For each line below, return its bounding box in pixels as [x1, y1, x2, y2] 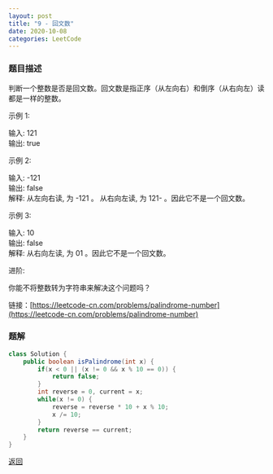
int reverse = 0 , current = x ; [37, 388, 144, 396]
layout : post [8, 11, 53, 20]
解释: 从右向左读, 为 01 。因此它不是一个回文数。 [8, 248, 171, 257]
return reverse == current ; [37, 425, 132, 434]
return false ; [51, 372, 100, 381]
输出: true [8, 138, 41, 147]
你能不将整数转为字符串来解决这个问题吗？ [8, 283, 151, 292]
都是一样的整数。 [8, 93, 66, 103]
